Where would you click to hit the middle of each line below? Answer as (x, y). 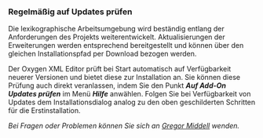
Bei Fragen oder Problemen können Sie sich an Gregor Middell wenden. (124, 126)
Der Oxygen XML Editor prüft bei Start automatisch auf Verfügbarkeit (120, 69)
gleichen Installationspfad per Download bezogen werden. (102, 54)
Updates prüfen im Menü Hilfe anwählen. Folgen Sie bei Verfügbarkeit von (130, 94)
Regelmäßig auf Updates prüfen (70, 12)
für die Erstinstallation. (44, 111)
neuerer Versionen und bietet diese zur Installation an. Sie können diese (124, 78)
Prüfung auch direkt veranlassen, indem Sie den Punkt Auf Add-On (117, 85)
